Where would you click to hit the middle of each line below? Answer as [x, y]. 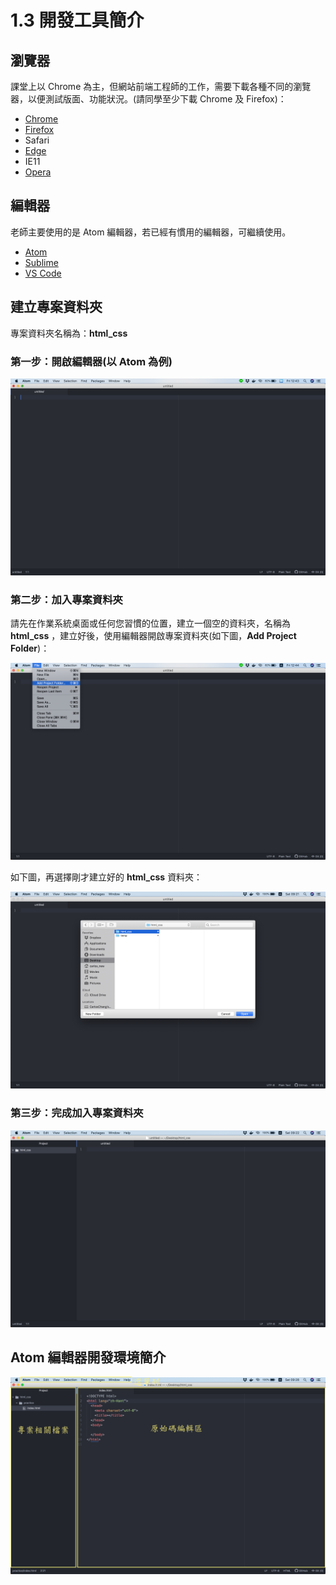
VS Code [43, 273]
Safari [37, 140]
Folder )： [30, 648]
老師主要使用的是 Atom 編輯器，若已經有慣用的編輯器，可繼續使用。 [151, 232]
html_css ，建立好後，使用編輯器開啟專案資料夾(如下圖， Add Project [153, 636]
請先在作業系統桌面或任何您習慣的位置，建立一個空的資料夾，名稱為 [150, 623]
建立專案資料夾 [56, 307]
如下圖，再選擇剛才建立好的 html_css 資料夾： [106, 877]
